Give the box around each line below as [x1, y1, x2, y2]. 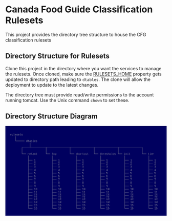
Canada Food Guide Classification [5, 4, 153, 15]
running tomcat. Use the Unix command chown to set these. [5, 97, 130, 103]
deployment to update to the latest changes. [5, 82, 99, 88]
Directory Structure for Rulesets [5, 52, 110, 61]
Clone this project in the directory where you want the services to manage [5, 65, 162, 71]
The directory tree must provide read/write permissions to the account [5, 91, 154, 98]
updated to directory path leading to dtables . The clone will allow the [5, 76, 151, 83]
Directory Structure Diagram [5, 112, 98, 121]
